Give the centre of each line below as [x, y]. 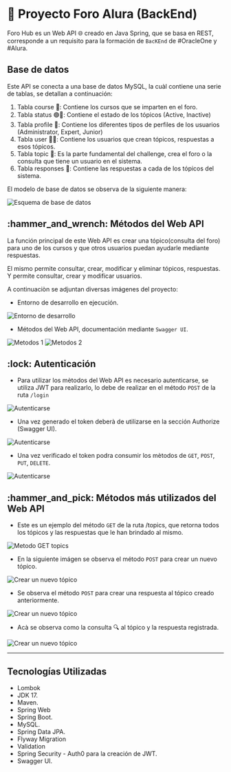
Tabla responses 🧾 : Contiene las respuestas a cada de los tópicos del [115, 168]
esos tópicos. [36, 146]
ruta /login [33, 395]
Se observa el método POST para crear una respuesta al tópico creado [115, 593]
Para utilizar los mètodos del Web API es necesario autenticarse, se [113, 380]
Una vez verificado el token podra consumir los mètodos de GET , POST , [116, 456]
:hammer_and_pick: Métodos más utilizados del [112, 498]
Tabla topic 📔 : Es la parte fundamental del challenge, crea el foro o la [114, 153]
